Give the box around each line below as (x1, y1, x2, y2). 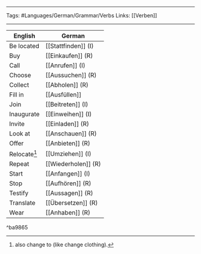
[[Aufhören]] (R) (45, 179, 92, 188)
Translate (9, 199, 36, 207)
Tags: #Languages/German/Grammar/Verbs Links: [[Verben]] (6, 12, 157, 19)
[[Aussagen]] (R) (45, 189, 93, 198)
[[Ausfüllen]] (45, 90, 82, 99)
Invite (9, 120, 25, 128)
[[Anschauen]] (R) (45, 129, 97, 138)
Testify (9, 189, 29, 198)
